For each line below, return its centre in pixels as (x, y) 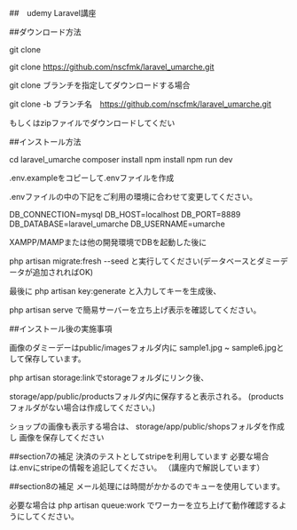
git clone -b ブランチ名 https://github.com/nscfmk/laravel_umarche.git (141, 104)
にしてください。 (48, 516)
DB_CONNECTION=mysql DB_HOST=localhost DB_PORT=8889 (125, 214)
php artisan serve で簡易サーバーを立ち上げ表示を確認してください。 (135, 310)
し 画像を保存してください (57, 437)
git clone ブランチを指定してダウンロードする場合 (100, 85)
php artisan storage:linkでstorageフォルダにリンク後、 (109, 377)
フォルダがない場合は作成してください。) (82, 407)
